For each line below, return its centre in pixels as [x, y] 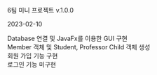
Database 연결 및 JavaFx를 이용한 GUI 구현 [67, 38]
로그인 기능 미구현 [32, 64]
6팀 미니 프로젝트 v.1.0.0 [41, 10]
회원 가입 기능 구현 [33, 56]
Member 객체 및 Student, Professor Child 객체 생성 [79, 47]
